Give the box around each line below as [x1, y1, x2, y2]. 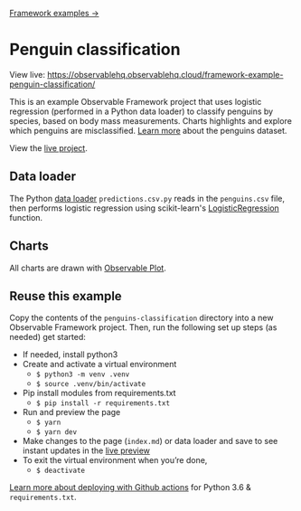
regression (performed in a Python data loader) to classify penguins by [9, 106, 274, 117]
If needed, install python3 [22, 349, 118, 360]
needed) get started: [9, 332, 86, 343]
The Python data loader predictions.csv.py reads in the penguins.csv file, [9, 193, 285, 203]
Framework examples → [9, 8, 99, 18]
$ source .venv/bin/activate [35, 380, 146, 389]
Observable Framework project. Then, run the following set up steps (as [9, 322, 277, 333]
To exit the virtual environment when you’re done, [22, 455, 208, 466]
